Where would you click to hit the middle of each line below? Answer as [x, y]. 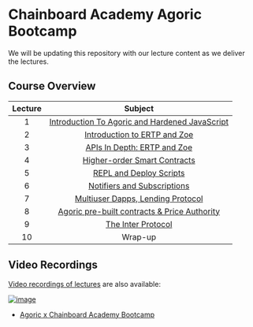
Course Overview [52, 86]
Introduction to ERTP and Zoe [139, 134]
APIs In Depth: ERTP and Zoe [139, 147]
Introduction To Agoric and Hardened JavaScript [139, 121]
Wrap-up [139, 236]
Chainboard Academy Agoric [105, 15]
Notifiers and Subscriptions [139, 185]
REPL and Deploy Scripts [139, 173]
